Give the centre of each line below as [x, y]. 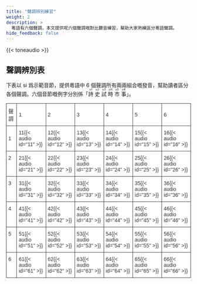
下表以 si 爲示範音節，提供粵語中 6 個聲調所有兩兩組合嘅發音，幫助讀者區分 [97, 85]
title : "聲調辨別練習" [31, 11]
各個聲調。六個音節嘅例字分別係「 [47, 94]
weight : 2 [18, 17]
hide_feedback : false [33, 33]
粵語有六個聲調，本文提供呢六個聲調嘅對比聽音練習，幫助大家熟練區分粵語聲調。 [94, 28]
